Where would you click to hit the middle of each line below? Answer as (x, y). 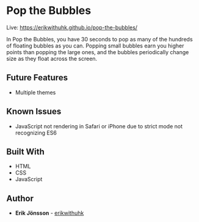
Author (20, 198)
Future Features (37, 78)
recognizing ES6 (36, 133)
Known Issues (34, 112)
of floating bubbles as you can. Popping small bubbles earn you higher (95, 46)
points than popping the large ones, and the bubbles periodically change (98, 52)
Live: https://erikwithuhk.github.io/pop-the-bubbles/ (72, 27)
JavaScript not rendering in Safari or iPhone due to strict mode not (99, 126)
